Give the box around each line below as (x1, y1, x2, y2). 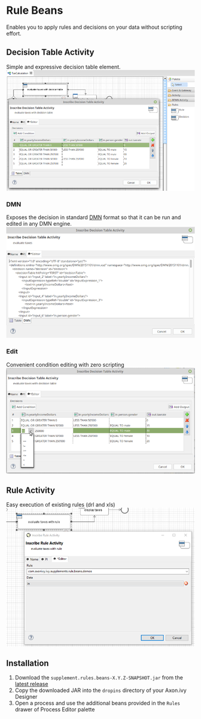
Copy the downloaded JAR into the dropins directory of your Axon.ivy (14, 687, 187, 694)
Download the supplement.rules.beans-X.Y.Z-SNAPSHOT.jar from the (14, 674, 184, 681)
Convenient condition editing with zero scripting (6, 361, 124, 368)
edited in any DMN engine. (6, 220, 72, 227)
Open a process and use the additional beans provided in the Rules (14, 700, 181, 707)
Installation (6, 658, 49, 669)
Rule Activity (6, 485, 56, 495)
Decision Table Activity (6, 47, 95, 58)
